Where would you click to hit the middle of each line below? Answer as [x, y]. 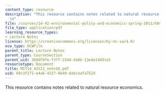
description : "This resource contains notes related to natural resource [82, 14]
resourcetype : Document [29, 64]
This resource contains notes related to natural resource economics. [74, 87]
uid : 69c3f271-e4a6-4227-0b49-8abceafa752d [50, 73]
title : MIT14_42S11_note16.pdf [37, 69]
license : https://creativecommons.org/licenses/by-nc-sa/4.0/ [70, 42]
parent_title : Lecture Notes [35, 50]
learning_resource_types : [31, 32]
